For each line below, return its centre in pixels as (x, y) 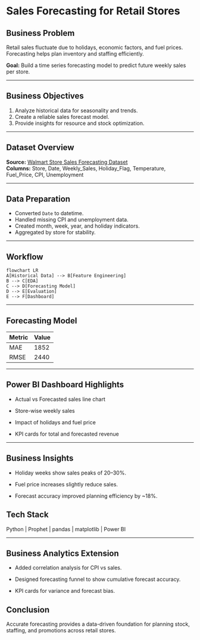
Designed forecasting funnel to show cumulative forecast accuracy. (98, 579)
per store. (18, 72)
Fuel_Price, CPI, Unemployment (45, 174)
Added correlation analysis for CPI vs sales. (68, 568)
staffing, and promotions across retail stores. (61, 630)
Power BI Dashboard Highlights (65, 385)
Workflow (25, 257)
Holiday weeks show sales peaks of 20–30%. (71, 473)
